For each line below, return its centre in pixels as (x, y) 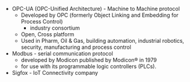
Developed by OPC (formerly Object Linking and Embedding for (100, 15)
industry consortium (55, 28)
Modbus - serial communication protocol (62, 53)
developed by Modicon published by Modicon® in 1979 (89, 60)
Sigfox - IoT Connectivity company (55, 73)
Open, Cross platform (47, 34)
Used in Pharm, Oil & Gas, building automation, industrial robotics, (103, 41)
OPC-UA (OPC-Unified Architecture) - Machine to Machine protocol (96, 9)
